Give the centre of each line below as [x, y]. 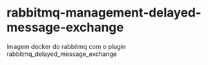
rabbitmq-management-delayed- [104, 13]
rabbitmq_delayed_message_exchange [62, 54]
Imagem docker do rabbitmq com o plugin [66, 46]
